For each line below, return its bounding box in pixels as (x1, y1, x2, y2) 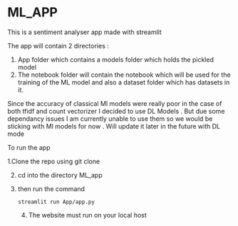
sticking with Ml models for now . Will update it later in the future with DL (7, 122, 221, 130)
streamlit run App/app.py (17, 198, 95, 205)
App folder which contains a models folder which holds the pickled (17, 55, 214, 64)
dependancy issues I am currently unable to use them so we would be (7, 114, 213, 123)
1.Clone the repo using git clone (7, 157, 100, 166)
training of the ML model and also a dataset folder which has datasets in (17, 77, 230, 86)
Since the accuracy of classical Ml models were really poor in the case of (7, 99, 222, 107)
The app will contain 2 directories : (7, 41, 109, 50)
